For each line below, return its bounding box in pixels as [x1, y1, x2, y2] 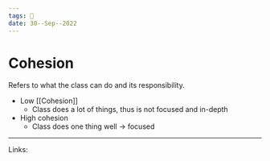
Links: [8, 145, 28, 155]
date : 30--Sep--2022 [8, 19, 78, 27]
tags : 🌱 [8, 11, 35, 20]
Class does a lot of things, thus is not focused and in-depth [31, 105, 229, 114]
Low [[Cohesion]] [19, 96, 79, 105]
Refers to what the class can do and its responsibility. [8, 80, 185, 90]
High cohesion [19, 114, 68, 123]
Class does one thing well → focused [31, 122, 155, 131]
